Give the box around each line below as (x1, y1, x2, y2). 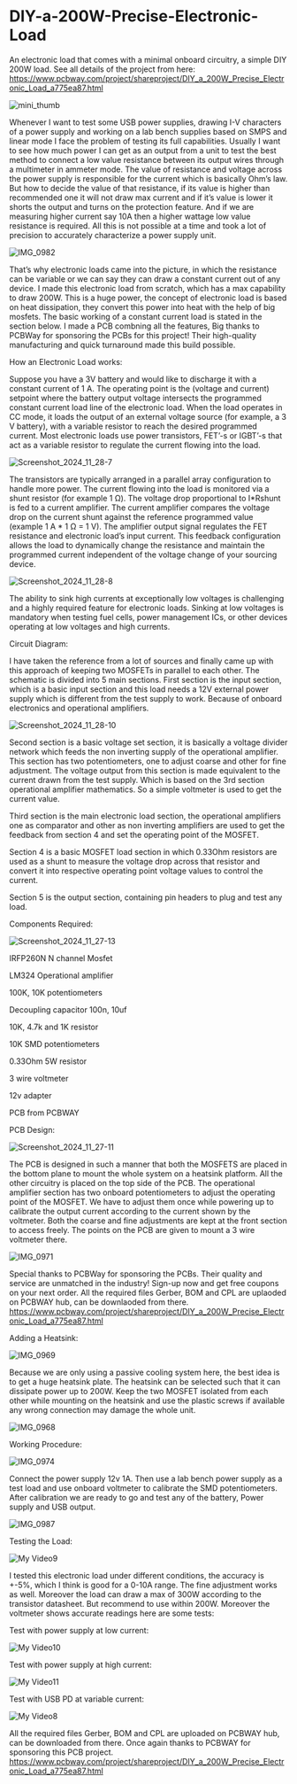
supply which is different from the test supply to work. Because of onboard (9, 693, 283, 703)
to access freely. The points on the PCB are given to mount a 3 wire (9, 1224, 255, 1235)
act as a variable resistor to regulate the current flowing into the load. (9, 439, 261, 450)
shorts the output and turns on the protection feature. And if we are (9, 201, 255, 212)
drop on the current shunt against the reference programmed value (9, 511, 254, 522)
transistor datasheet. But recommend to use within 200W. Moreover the (9, 1598, 270, 1609)
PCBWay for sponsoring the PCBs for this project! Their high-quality (9, 330, 257, 340)
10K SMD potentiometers (9, 1038, 100, 1049)
